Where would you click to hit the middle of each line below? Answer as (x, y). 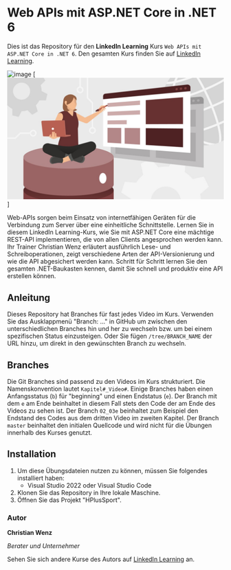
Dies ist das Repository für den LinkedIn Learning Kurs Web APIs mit (104, 46)
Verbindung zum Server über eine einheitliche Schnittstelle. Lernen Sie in (111, 225)
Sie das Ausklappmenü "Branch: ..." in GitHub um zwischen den (97, 321)
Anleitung (29, 298)
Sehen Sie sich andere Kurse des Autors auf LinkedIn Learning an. (101, 559)
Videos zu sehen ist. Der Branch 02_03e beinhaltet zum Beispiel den (103, 411)
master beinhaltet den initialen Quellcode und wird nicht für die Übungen (109, 425)
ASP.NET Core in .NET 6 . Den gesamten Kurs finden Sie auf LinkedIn (104, 54)
